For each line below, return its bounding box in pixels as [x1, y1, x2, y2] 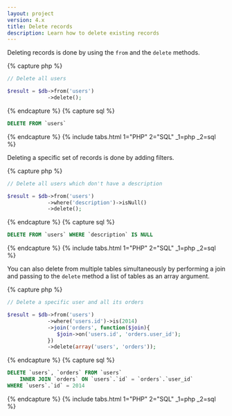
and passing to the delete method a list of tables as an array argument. [7, 272, 210, 280]
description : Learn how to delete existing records [7, 29, 159, 37]
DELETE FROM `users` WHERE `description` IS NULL [7, 231, 154, 239]
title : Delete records [7, 23, 73, 30]
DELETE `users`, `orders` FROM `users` [7, 370, 123, 377]
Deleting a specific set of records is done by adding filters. [7, 153, 175, 161]
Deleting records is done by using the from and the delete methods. [7, 48, 200, 57]
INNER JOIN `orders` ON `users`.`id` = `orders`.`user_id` [19, 376, 194, 383]
